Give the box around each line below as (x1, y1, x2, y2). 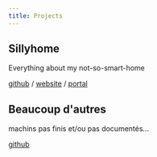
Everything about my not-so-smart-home (8, 63, 145, 73)
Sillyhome (8, 42, 60, 56)
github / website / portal (8, 78, 89, 89)
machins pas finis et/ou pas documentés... (8, 124, 150, 134)
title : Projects (8, 11, 63, 20)
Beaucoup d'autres (8, 102, 107, 116)
